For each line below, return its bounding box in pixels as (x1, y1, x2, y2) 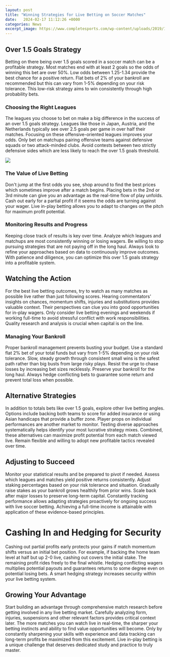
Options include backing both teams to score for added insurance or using (5, 410, 160, 417)
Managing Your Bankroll (5, 333, 66, 340)
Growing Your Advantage (5, 590, 87, 599)
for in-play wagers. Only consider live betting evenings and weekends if (5, 309, 155, 316)
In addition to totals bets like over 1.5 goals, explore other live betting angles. (5, 405, 164, 411)
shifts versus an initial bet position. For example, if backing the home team (5, 549, 160, 555)
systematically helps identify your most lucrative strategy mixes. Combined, (5, 426, 163, 432)
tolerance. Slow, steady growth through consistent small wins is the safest (5, 355, 160, 361)
